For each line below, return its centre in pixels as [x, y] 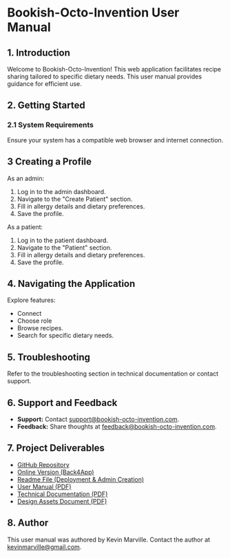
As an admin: [26, 178]
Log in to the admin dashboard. [61, 191]
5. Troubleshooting [49, 357]
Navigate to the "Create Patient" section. [75, 199]
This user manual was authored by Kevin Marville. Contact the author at [109, 539]
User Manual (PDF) [44, 486]
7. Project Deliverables [56, 448]
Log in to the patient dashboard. [63, 240]
